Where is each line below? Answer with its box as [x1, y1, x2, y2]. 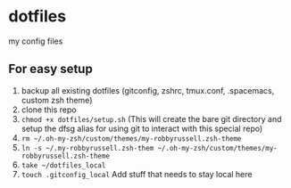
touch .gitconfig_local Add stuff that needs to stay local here [21, 168, 253, 179]
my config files [8, 36, 63, 46]
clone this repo [21, 104, 77, 115]
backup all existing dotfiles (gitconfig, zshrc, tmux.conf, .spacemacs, [21, 85, 275, 95]
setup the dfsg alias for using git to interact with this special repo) [21, 123, 263, 134]
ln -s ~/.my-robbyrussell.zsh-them [21, 143, 154, 152]
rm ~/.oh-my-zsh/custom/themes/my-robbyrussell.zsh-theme [21, 134, 242, 143]
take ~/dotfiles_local [21, 160, 106, 170]
